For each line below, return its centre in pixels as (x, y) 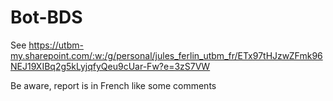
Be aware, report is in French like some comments (113, 85)
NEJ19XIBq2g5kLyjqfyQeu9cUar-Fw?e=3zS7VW (110, 66)
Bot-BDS (46, 17)
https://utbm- (56, 45)
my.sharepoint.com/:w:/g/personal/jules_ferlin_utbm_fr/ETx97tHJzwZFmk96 (166, 55)
